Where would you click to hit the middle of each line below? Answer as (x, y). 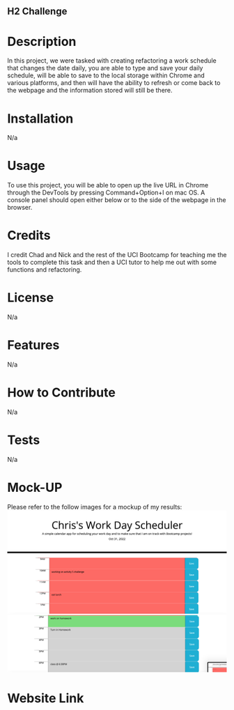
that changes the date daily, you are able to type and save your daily (105, 68)
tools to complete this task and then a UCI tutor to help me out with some (112, 262)
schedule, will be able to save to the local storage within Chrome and (106, 75)
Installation (40, 118)
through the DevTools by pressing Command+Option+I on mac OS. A (106, 193)
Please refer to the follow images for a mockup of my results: (95, 507)
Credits (29, 236)
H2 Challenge (37, 11)
